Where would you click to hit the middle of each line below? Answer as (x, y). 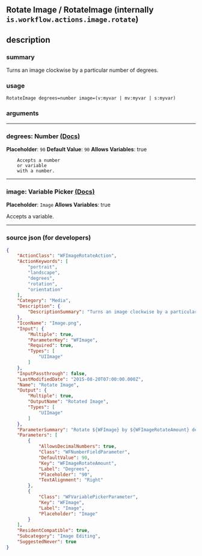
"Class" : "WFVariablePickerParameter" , (88, 497)
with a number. (36, 171)
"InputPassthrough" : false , (52, 373)
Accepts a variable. (30, 216)
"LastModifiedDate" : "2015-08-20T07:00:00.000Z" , (81, 379)
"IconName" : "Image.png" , (50, 323)
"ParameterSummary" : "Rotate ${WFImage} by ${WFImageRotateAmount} (103, 430)
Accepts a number (39, 160)
